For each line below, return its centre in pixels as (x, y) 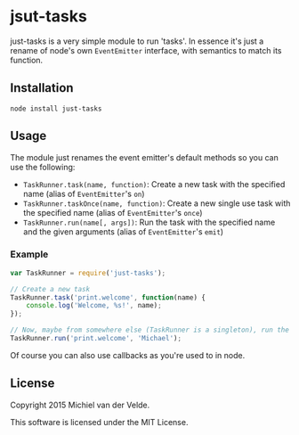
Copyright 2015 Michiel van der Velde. (80, 405)
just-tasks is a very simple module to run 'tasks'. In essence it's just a (137, 41)
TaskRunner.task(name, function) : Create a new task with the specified (154, 184)
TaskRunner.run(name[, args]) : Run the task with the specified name (149, 222)
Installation (42, 88)
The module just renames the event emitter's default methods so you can (144, 157)
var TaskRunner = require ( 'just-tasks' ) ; (88, 273)
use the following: (43, 167)
